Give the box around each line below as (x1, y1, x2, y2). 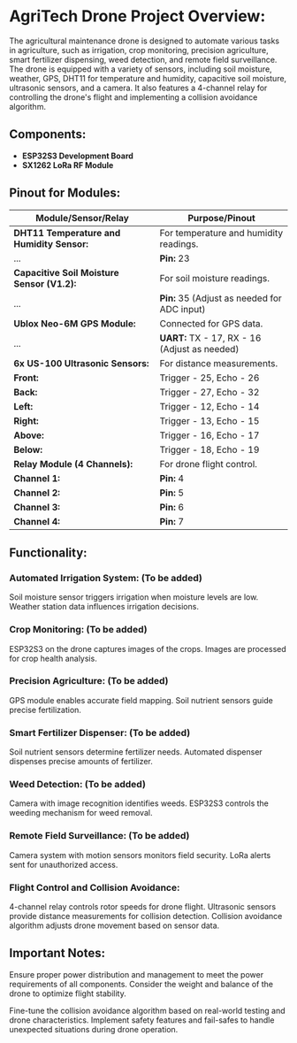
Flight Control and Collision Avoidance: (9, 881, 180, 893)
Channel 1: (13, 472, 60, 484)
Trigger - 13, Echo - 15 (159, 414, 260, 426)
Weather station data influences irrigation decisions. (9, 602, 199, 612)
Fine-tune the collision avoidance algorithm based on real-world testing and (9, 1005, 286, 1016)
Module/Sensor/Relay (34, 211, 130, 224)
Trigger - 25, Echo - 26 (159, 372, 260, 384)
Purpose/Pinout (187, 211, 256, 224)
